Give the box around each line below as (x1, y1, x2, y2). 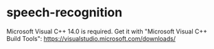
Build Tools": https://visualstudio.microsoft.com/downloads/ (6, 34, 176, 42)
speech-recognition (6, 5, 123, 20)
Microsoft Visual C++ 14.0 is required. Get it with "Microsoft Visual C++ (6, 27, 208, 35)
